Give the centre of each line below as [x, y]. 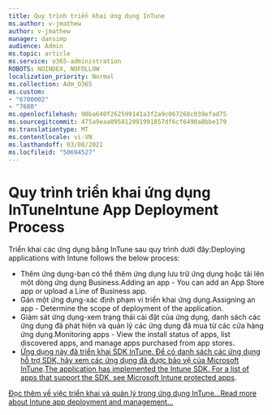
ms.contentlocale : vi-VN [50, 137]
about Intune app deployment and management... [91, 402]
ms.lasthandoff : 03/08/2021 [56, 144]
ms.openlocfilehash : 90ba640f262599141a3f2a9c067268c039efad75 [118, 115]
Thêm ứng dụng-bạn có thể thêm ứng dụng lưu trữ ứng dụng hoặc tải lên [142, 274]
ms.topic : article [39, 54]
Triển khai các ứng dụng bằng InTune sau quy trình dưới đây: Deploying [127, 250]
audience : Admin [36, 46]
